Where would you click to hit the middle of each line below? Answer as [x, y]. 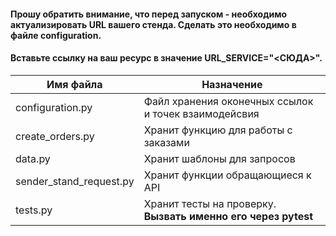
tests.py [34, 210]
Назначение [232, 84]
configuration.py [54, 107]
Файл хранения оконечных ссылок [228, 101]
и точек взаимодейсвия [201, 113]
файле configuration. [56, 35]
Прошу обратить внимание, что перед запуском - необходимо [149, 14]
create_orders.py [55, 136]
